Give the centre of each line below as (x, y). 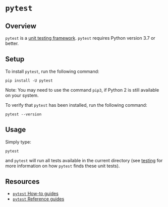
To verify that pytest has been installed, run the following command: (76, 105)
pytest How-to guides (36, 194)
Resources (22, 182)
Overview (21, 26)
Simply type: (18, 142)
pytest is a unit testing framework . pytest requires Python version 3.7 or (80, 38)
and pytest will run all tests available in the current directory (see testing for (84, 160)
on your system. (22, 95)
